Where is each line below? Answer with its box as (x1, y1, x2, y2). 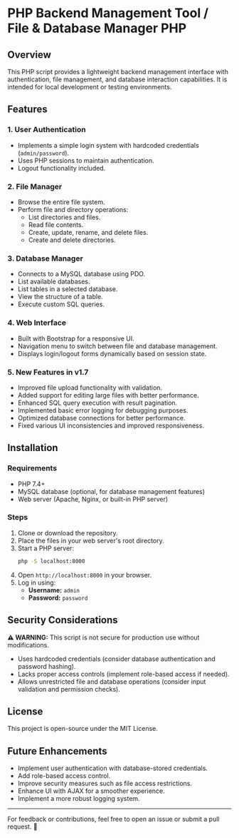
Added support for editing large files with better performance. (17, 390, 199, 399)
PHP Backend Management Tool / (7, 5, 208, 21)
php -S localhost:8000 (17, 557, 85, 565)
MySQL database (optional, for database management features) (17, 487, 205, 495)
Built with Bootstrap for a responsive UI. (17, 334, 135, 343)
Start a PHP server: (17, 544, 75, 552)
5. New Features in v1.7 (7, 367, 89, 377)
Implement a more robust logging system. (17, 794, 140, 803)
